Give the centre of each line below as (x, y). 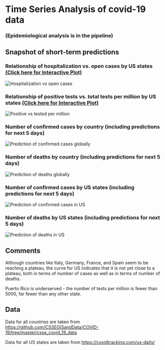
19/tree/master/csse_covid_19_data (41, 332)
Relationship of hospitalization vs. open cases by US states (79, 66)
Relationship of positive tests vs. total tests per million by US (81, 97)
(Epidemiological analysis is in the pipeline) (59, 36)
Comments (23, 251)
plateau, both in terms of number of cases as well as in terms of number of (82, 274)
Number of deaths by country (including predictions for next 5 (83, 157)
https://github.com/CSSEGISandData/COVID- (52, 327)
